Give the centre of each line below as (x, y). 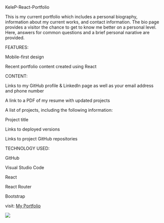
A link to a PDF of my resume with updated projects (58, 100)
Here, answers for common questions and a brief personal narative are (77, 32)
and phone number (25, 91)
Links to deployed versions (33, 129)
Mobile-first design (25, 57)
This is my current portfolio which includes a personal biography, (71, 17)
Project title (17, 120)
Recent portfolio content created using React (51, 67)
